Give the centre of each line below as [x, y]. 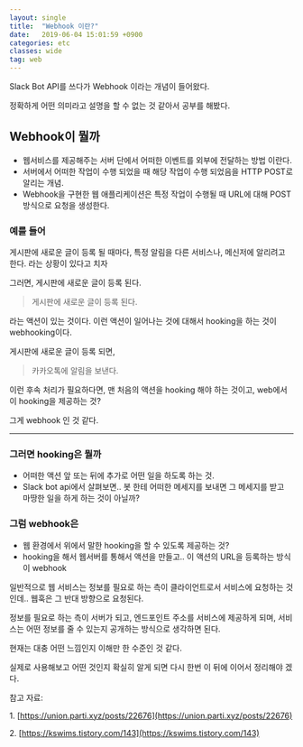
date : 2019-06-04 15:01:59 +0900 [76, 34]
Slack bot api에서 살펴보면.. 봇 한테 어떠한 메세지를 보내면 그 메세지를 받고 [153, 487]
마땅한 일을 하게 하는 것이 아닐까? [81, 498]
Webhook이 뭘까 [55, 137]
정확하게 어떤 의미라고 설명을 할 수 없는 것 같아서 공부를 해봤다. [120, 106]
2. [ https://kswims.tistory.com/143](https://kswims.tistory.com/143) [134, 733]
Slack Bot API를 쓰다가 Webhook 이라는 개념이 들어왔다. [110, 86]
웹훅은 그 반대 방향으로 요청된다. [87, 598]
